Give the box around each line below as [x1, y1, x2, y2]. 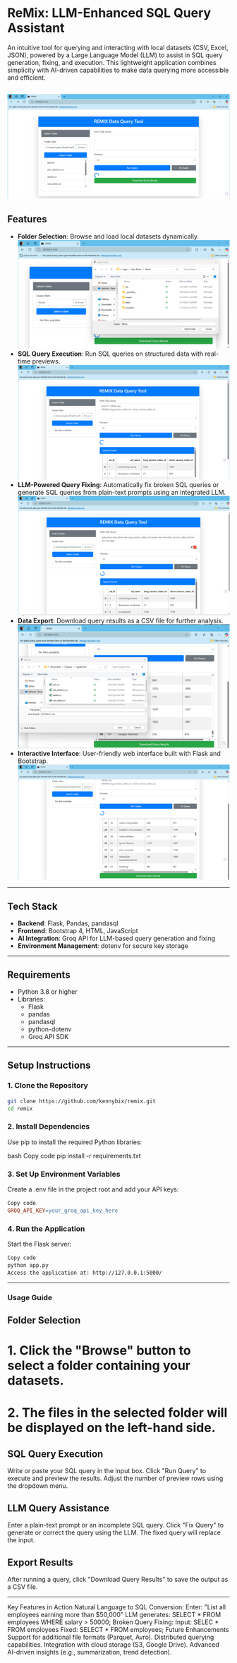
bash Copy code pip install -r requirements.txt [7, 1151, 141, 1160]
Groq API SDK [28, 1033, 69, 1041]
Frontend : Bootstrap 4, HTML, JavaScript [17, 927, 139, 935]
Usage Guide [7, 1292, 53, 1302]
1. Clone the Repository [7, 1081, 88, 1091]
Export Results [7, 1556, 73, 1568]
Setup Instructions [7, 1059, 91, 1071]
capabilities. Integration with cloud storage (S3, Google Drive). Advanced [7, 1640, 220, 1649]
